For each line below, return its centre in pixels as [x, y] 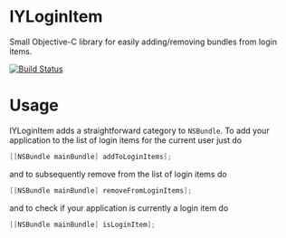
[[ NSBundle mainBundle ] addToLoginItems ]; [91, 157]
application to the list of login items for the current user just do [126, 140]
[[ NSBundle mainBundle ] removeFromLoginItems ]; [101, 190]
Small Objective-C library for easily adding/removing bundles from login [143, 42]
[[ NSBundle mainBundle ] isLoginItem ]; [82, 224]
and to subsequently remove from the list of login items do [119, 174]
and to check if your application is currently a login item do [119, 208]
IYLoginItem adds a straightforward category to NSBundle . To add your [139, 130]
